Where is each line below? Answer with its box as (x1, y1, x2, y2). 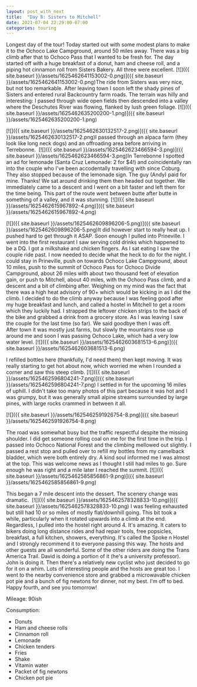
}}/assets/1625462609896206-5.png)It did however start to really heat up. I (6, 226, 190, 233)
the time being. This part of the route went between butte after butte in (6, 190, 178, 197)
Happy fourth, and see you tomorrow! (6, 584, 97, 591)
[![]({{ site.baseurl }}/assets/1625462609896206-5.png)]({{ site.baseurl (6, 220, 181, 227)
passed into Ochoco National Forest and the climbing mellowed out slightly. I (6, 441, 192, 448)
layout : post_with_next (6, 8, 65, 15)
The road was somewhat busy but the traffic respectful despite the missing (6, 429, 188, 436)
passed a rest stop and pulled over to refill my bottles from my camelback (6, 448, 185, 455)
